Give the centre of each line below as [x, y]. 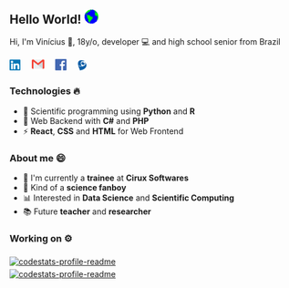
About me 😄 [38, 158]
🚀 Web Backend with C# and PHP [86, 120]
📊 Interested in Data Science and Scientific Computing [128, 198]
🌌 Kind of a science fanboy [74, 188]
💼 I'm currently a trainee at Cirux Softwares [105, 178]
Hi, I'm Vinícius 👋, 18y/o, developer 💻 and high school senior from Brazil [145, 42]
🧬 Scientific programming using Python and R [109, 111]
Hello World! [46, 20]
